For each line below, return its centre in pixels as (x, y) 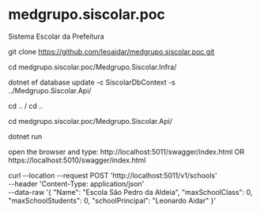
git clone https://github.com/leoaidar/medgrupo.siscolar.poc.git (111, 51)
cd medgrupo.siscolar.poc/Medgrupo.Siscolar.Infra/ (92, 67)
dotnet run (25, 136)
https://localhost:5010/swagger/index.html (77, 160)
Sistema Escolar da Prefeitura (56, 36)
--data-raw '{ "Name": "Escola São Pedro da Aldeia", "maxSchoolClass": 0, (130, 192)
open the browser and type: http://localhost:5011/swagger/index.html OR (126, 151)
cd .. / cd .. (26, 106)
